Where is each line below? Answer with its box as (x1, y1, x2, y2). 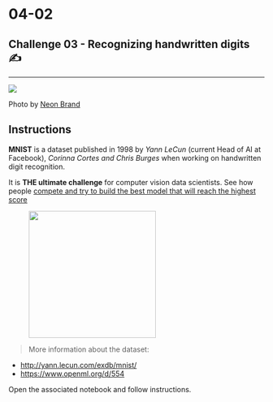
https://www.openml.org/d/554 (19, 369, 125, 378)
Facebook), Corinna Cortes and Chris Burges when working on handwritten (8, 153, 262, 162)
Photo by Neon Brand (8, 99, 80, 109)
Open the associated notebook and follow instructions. (8, 384, 192, 394)
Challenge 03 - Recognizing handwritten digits (8, 37, 250, 51)
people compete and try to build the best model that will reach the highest (8, 186, 256, 196)
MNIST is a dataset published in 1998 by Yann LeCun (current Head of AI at (8, 144, 262, 154)
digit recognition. (8, 162, 65, 171)
